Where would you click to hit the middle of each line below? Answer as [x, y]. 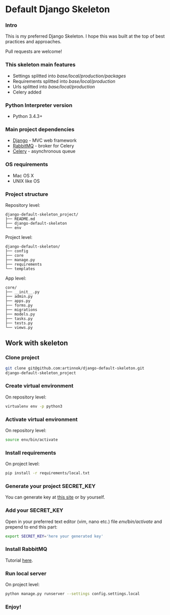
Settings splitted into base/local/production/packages [69, 76]
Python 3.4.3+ [27, 116]
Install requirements [31, 452]
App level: [16, 278]
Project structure [27, 194]
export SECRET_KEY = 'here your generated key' [54, 536]
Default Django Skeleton [58, 9]
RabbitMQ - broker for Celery [43, 146]
